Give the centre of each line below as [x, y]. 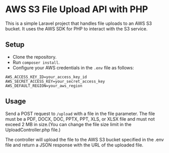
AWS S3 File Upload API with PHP [77, 9]
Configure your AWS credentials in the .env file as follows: [73, 67]
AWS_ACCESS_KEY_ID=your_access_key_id [46, 77]
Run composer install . [36, 62]
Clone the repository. [34, 57]
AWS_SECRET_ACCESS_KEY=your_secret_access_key [55, 81]
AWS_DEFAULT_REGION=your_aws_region [44, 86]
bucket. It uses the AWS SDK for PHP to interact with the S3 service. [76, 28]
